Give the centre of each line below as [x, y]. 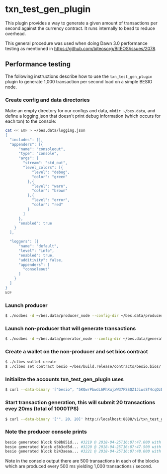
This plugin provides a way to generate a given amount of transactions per [81, 23]
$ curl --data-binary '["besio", [40, 390]
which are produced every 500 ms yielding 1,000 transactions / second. [79, 466]
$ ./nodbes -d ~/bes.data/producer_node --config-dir [62, 315]
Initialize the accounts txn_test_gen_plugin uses [65, 379]
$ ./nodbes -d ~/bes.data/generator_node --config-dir [63, 339]
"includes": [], [26, 140]
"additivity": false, [41, 260]
